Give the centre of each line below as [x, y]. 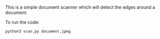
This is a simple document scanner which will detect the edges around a [80, 7]
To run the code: [22, 22]
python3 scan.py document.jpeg [38, 31]
